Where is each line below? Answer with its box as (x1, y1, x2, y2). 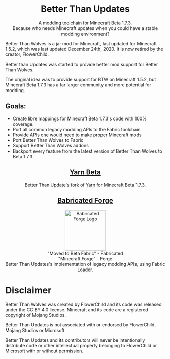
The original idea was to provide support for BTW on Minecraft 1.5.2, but (5, 76, 156, 82)
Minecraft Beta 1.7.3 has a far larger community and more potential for (5, 82, 151, 88)
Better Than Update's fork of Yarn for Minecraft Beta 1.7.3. (24, 182, 146, 188)
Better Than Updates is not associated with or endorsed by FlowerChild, (5, 322, 156, 328)
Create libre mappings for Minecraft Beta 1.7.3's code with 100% (12, 115, 147, 122)
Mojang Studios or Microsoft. (5, 327, 66, 334)
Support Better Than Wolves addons (12, 142, 89, 148)
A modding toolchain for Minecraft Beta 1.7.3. (38, 20, 132, 26)
